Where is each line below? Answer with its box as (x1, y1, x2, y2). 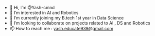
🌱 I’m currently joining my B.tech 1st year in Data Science (9, 15, 124, 20)
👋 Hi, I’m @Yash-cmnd (9, 5, 55, 10)
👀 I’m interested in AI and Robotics (9, 10, 79, 16)
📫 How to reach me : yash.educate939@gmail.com (9, 26, 113, 31)
